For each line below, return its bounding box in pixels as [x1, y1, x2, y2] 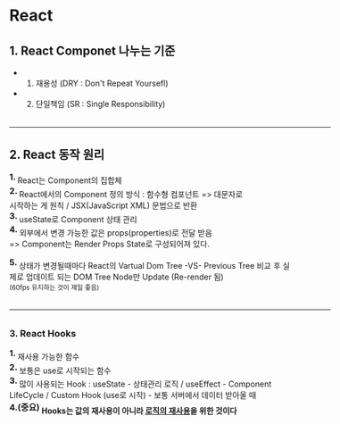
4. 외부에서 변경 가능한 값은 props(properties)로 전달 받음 [9, 224, 212, 238]
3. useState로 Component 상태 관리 [9, 210, 137, 224]
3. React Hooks [9, 327, 77, 339]
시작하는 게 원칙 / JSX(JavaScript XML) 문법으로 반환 [9, 200, 198, 211]
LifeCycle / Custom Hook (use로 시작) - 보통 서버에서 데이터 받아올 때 [9, 390, 257, 401]
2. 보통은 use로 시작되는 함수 [9, 361, 112, 376]
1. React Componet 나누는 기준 [9, 43, 176, 58]
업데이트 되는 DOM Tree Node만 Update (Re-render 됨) [25, 271, 225, 282]
